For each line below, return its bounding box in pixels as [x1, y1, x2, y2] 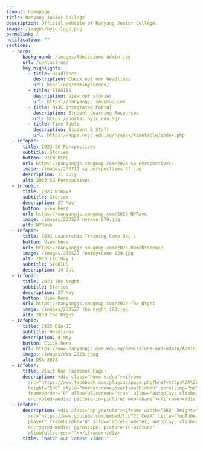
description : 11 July [22, 171, 77, 178]
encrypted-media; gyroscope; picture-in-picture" [28, 424, 155, 430]
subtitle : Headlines [22, 328, 74, 335]
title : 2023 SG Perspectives [22, 143, 96, 150]
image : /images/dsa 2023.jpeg [22, 351, 98, 357]
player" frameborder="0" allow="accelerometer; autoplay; [28, 418, 177, 424]
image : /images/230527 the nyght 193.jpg [22, 306, 129, 313]
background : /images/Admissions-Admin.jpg [22, 54, 131, 60]
